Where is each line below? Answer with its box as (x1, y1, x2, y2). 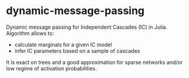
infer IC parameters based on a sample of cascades (14, 47, 140, 54)
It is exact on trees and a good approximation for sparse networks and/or (6, 59, 183, 66)
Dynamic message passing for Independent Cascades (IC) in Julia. (6, 23, 167, 30)
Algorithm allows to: (6, 29, 55, 36)
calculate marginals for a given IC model (14, 41, 113, 48)
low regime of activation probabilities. (6, 65, 97, 72)
